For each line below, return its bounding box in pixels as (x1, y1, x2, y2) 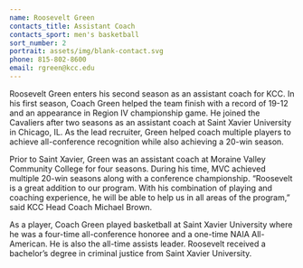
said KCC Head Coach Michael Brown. (9, 201, 153, 212)
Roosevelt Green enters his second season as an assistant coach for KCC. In (9, 88, 296, 99)
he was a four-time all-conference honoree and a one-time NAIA (9, 228, 251, 239)
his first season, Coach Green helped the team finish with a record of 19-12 (9, 97, 289, 108)
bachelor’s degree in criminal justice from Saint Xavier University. (9, 247, 252, 258)
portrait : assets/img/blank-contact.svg (9, 47, 165, 56)
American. (9, 238, 48, 249)
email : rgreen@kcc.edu (9, 64, 95, 73)
